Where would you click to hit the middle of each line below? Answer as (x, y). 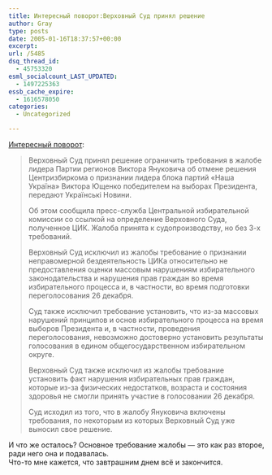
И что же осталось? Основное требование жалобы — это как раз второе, (136, 445)
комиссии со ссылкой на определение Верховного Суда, (127, 219)
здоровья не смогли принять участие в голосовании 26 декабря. (142, 396)
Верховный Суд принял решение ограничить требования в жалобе (145, 160)
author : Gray (30, 24)
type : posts (28, 31)
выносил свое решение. (70, 429)
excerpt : (23, 46)
